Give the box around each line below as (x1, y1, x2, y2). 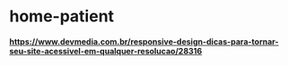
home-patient (9, 6, 115, 27)
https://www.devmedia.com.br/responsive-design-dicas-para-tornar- (9, 36, 280, 46)
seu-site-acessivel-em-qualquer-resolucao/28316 (9, 45, 203, 56)
